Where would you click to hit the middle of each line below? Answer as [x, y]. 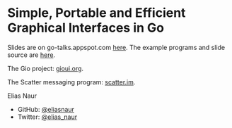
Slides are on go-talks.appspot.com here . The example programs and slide [116, 47]
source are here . [31, 55]
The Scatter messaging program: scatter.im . [71, 82]
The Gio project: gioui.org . [45, 68]
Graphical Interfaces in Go [86, 28]
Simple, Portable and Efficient [97, 13]
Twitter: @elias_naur [47, 117]
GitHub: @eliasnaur [46, 109]
